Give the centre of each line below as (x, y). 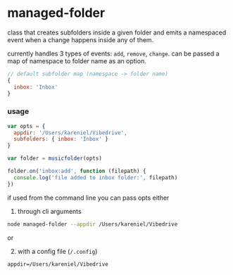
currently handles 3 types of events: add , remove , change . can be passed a (113, 53)
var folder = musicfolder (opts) (55, 159)
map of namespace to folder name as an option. (77, 60)
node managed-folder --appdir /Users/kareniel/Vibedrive (93, 224)
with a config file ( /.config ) (57, 251)
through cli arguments (50, 211)
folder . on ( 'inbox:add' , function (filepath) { (77, 171)
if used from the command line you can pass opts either (88, 198)
